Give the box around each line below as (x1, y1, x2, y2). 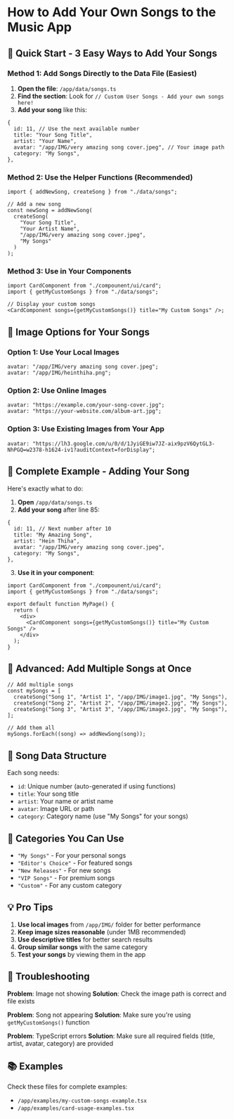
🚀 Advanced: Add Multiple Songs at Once (7, 662, 192, 674)
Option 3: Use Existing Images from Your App (7, 424, 165, 434)
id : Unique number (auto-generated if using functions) (17, 782, 176, 791)
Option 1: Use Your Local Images (7, 347, 119, 357)
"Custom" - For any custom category (17, 882, 122, 889)
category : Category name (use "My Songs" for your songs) (17, 812, 188, 821)
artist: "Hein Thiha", (13, 537, 80, 545)
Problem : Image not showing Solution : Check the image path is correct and (7, 989, 227, 998)
